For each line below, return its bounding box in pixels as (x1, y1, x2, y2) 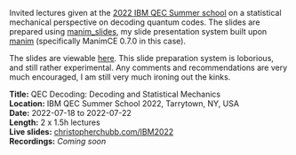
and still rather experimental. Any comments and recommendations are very (9, 62, 288, 73)
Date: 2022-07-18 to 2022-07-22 (9, 108, 132, 118)
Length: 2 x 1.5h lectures (9, 117, 100, 128)
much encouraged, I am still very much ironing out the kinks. (9, 72, 231, 82)
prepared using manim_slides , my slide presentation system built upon (9, 27, 268, 36)
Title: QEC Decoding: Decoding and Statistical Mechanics (9, 89, 220, 99)
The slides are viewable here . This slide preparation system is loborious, (9, 53, 274, 63)
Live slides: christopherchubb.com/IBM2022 (9, 127, 174, 136)
